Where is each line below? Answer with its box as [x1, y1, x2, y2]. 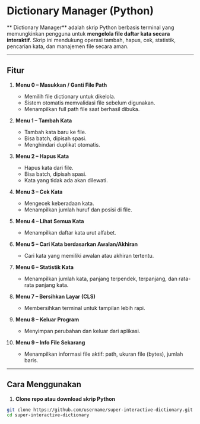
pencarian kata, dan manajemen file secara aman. [7, 43, 129, 50]
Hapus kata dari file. [24, 164, 74, 171]
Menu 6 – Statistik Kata [15, 263, 74, 271]
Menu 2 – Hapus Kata [15, 153, 69, 160]
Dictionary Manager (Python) [7, 4, 154, 18]
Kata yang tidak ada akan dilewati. [24, 176, 109, 183]
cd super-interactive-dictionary [7, 412, 90, 418]
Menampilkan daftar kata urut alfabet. [24, 229, 116, 236]
